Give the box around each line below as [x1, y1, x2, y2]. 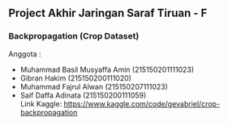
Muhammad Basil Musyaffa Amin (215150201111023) [19, 65, 195, 74]
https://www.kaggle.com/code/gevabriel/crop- [63, 98, 221, 108]
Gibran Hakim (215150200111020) [19, 73, 132, 83]
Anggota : [8, 48, 41, 59]
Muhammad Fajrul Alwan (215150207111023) [19, 81, 169, 91]
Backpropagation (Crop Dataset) [8, 31, 140, 42]
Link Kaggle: [19, 98, 62, 108]
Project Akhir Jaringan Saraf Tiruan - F [8, 6, 208, 20]
